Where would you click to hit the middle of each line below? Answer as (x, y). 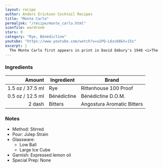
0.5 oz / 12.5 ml (26, 96)
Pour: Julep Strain (30, 134)
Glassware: (23, 140)
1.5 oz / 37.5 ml (26, 88)
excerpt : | (16, 46)
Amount (35, 80)
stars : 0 (14, 32)
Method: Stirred (28, 129)
